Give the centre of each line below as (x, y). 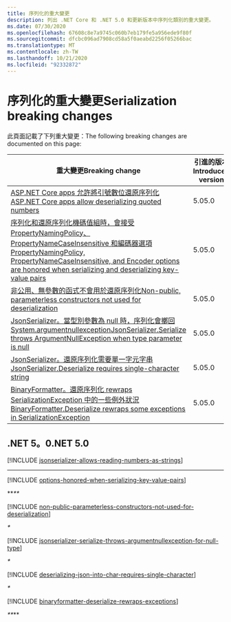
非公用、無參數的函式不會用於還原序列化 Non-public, (96, 290)
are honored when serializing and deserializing (86, 269)
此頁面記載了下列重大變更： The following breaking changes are (97, 136)
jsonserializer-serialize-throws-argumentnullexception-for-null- (129, 541)
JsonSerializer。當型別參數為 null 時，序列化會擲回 (93, 321)
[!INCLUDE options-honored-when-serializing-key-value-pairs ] (97, 480)
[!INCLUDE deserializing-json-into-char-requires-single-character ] (102, 575)
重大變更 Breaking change (98, 171)
